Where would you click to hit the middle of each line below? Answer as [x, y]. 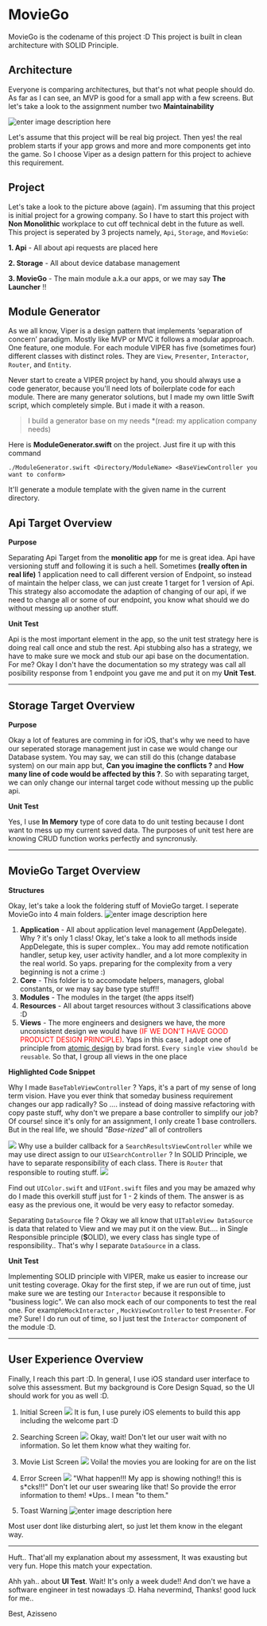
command [25, 453]
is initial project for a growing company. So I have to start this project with [128, 215]
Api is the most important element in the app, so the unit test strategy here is [133, 639]
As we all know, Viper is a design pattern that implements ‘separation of [125, 331]
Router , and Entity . [40, 365]
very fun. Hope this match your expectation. [80, 1566]
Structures [27, 890]
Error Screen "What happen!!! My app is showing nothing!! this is [131, 1478]
